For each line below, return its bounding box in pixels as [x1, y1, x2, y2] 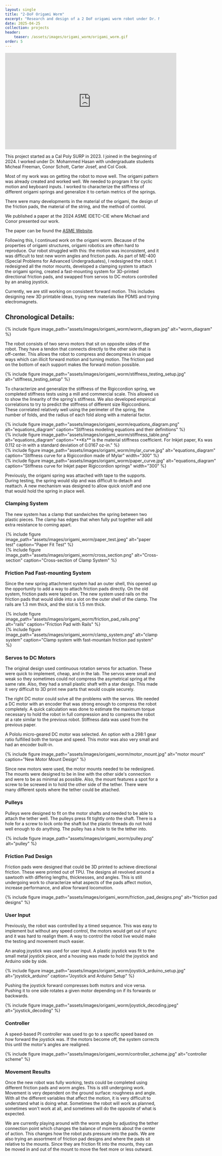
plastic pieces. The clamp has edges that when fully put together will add [5, 517, 153, 522]
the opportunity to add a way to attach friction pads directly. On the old [5, 586, 148, 592]
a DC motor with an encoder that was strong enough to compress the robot [5, 701, 157, 707]
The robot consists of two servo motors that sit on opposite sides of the [5, 341, 150, 346]
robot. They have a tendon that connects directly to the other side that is [5, 346, 151, 352]
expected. [5, 1110, 25, 1116]
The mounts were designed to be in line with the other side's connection [5, 771, 151, 777]
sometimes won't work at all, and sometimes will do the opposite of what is [5, 1106, 156, 1111]
